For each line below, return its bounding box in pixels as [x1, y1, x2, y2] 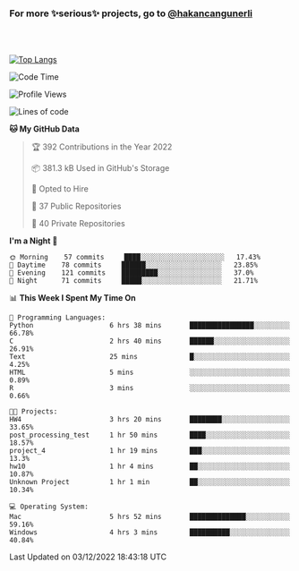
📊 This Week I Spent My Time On [9, 293, 136, 303]
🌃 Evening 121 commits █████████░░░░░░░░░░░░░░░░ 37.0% [9, 268, 254, 277]
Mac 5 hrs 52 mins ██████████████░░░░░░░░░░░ [9, 513, 291, 522]
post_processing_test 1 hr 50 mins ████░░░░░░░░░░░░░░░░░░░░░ [9, 430, 291, 440]
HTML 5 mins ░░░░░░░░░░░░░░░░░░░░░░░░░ [9, 368, 291, 378]
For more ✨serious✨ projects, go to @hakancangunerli [9, 7, 253, 20]
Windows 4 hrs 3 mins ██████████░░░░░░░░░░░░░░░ [9, 528, 291, 537]
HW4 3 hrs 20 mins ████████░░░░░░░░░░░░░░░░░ [9, 415, 291, 424]
